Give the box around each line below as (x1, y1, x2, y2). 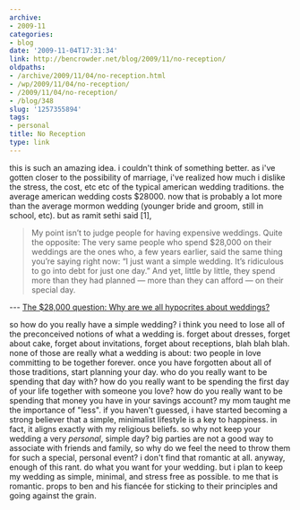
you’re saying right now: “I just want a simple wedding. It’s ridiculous (30, 256, 284, 267)
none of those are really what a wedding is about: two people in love (9, 347, 261, 358)
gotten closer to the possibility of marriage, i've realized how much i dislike (9, 172, 286, 183)
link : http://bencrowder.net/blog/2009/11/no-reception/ (9, 55, 227, 64)
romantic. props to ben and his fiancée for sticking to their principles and (9, 480, 279, 491)
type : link (9, 138, 50, 147)
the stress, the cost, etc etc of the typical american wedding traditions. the (9, 181, 285, 192)
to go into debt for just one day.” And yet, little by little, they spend (30, 265, 276, 276)
